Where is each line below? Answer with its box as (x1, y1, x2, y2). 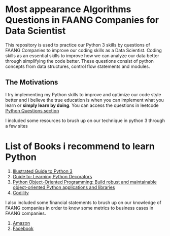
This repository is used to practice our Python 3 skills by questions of (5, 42, 151, 48)
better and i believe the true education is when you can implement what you (5, 97, 164, 103)
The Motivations (5, 78, 58, 87)
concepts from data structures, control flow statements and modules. (5, 63, 151, 69)
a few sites (5, 123, 28, 129)
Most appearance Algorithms (5, 4, 131, 15)
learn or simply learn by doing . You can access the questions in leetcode (5, 102, 159, 108)
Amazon (12, 220, 30, 226)
